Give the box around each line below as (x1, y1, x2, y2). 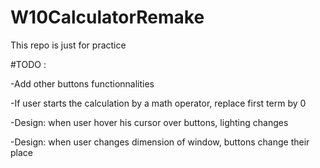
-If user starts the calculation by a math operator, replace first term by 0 (10, 97, 307, 109)
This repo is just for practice (10, 39, 127, 51)
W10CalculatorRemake (10, 6, 205, 29)
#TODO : (10, 58, 47, 70)
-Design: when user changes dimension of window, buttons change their (10, 136, 310, 148)
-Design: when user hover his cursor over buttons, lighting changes (10, 116, 289, 128)
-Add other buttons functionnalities (10, 77, 155, 90)
